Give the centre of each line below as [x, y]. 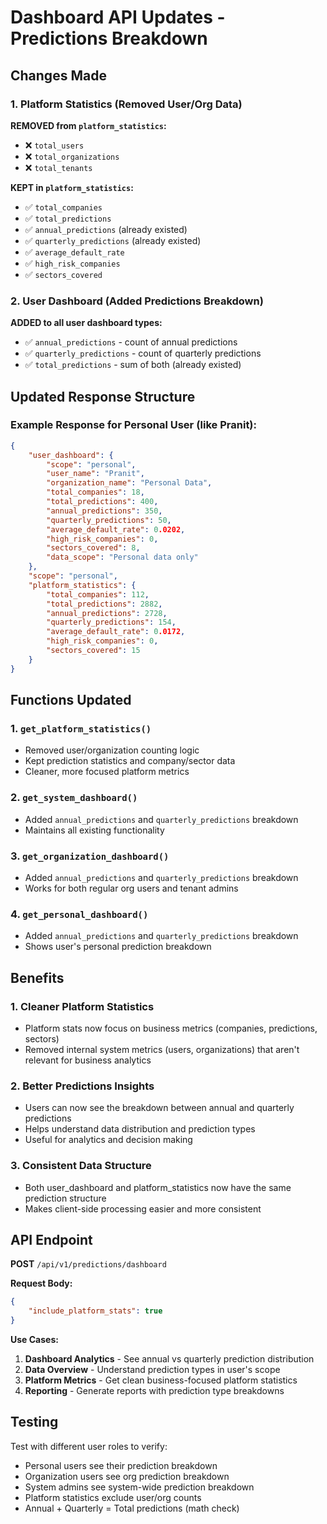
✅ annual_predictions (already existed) [106, 229]
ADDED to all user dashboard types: [86, 323]
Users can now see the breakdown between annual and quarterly [159, 1108]
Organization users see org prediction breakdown [127, 1476]
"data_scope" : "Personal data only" [122, 557]
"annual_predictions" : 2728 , [107, 613]
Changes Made [58, 75]
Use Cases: [34, 1340]
